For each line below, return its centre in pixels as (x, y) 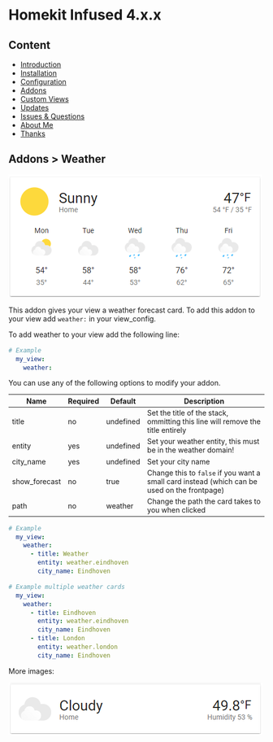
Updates (35, 108)
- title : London (57, 639)
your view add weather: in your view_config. (82, 318)
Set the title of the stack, (188, 413)
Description (204, 401)
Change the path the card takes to (204, 501)
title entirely (167, 430)
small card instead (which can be (202, 481)
